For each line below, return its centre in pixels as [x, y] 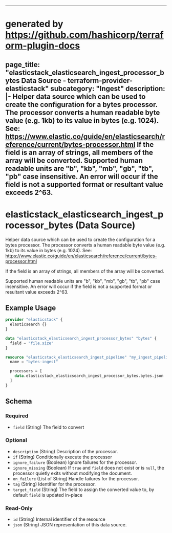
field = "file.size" [32, 343]
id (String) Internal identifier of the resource [59, 519]
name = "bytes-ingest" [34, 362]
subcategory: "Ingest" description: [108, 88]
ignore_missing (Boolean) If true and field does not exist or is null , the [89, 468]
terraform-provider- [100, 81]
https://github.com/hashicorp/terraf [84, 35]
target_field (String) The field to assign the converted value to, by [83, 490]
